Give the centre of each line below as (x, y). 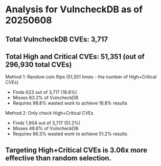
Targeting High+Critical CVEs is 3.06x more (76, 150)
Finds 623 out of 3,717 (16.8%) (45, 92)
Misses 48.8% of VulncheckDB (45, 129)
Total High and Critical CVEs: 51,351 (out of (75, 57)
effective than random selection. (58, 158)
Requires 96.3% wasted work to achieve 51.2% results (70, 134)
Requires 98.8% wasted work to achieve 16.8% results (70, 103)
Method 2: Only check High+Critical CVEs (49, 113)
